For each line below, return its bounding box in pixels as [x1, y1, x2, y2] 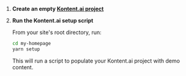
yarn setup [12, 46, 40, 52]
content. [12, 63, 34, 71]
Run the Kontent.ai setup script [12, 17, 94, 24]
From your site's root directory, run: [12, 29, 102, 36]
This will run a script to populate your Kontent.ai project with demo [12, 57, 180, 64]
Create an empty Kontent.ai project [12, 5, 104, 12]
